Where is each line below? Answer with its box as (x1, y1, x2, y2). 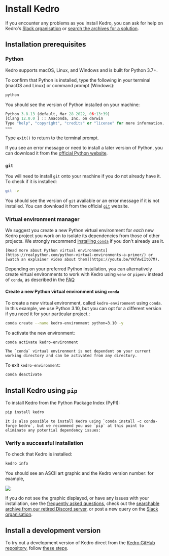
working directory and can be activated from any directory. (5, 353, 138, 359)
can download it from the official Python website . (5, 150, 108, 156)
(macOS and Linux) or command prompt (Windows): (5, 82, 115, 88)
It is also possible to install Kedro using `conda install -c (5, 419, 142, 424)
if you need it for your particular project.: (5, 311, 90, 317)
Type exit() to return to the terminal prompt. (5, 135, 99, 141)
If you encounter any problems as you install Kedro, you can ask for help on (5, 20, 163, 26)
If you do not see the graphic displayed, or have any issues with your (5, 495, 150, 501)
